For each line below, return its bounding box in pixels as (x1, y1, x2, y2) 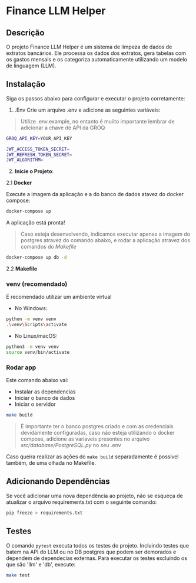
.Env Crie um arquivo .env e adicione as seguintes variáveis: (14, 106, 161, 113)
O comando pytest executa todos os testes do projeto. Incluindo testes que (6, 542, 190, 549)
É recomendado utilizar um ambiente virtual (6, 294, 112, 301)
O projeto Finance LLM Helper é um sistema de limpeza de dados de (6, 43, 172, 50)
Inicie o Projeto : (14, 168, 54, 175)
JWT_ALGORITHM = (6, 157, 44, 163)
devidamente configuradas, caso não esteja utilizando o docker (20, 429, 175, 437)
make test (6, 572, 31, 578)
